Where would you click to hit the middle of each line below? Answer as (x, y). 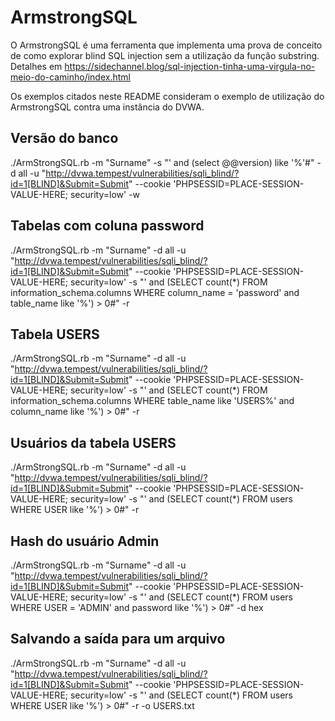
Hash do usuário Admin (85, 541)
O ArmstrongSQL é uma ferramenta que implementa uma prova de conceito (166, 45)
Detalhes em (36, 66)
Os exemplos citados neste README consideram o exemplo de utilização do (167, 96)
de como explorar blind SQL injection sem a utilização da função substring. (165, 55)
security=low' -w (105, 194)
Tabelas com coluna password (107, 226)
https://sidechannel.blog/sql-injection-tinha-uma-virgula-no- (190, 66)
